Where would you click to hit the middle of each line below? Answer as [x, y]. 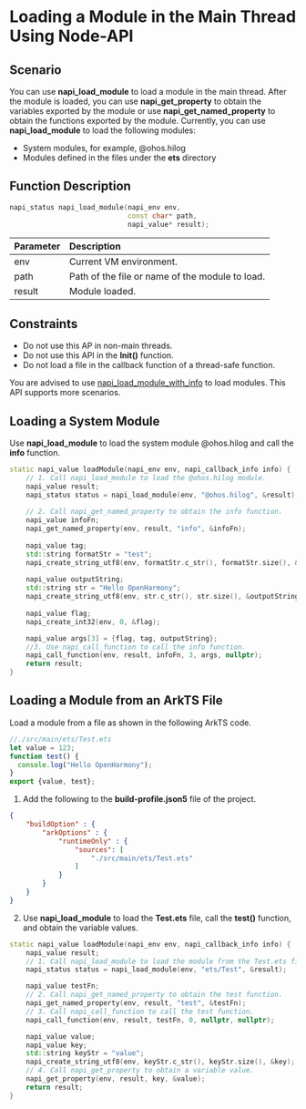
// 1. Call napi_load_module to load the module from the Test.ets [156, 961]
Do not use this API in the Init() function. [98, 355]
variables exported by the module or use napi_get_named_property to [143, 111]
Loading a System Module [85, 421]
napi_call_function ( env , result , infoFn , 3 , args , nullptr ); [144, 655]
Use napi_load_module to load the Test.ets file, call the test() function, [157, 918]
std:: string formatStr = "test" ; [89, 554]
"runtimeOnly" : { [93, 841]
